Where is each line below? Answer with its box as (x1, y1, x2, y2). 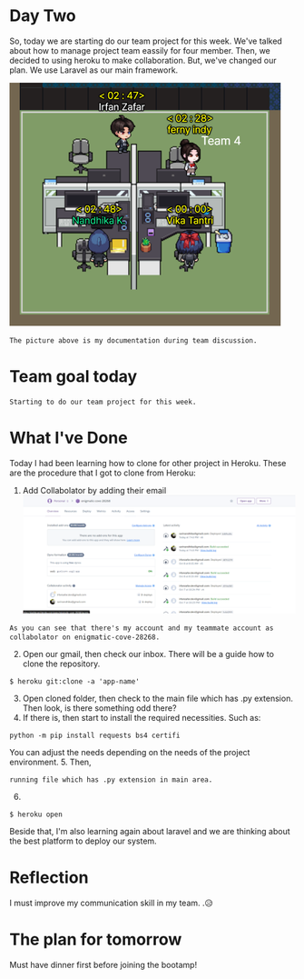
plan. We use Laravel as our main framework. (9, 65, 179, 75)
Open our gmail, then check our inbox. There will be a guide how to (22, 649, 275, 660)
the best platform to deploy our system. (9, 835, 157, 846)
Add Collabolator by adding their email (22, 485, 167, 495)
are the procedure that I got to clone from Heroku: (9, 467, 197, 478)
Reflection (9, 867, 89, 888)
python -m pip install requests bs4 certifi (9, 731, 181, 741)
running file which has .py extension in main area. (9, 775, 213, 784)
